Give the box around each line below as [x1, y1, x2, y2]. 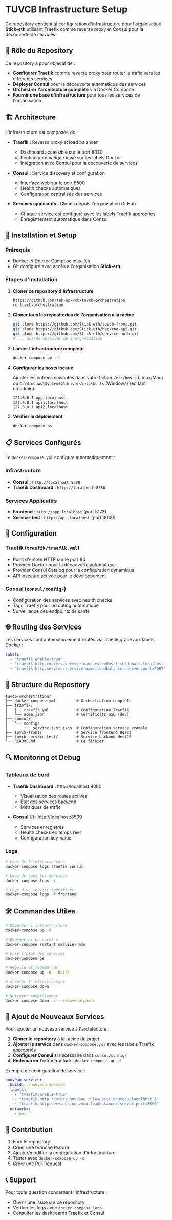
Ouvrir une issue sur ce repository [12, 1199, 85, 1205]
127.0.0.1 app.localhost [12, 395, 66, 401]
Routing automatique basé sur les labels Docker [20, 154, 121, 160]
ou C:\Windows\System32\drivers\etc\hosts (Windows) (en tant [12, 380, 146, 386]
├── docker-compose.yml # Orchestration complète [5, 698, 132, 704]
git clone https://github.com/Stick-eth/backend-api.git [12, 327, 137, 332]
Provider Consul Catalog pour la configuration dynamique [12, 567, 135, 573]
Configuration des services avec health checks [12, 597, 113, 603]
